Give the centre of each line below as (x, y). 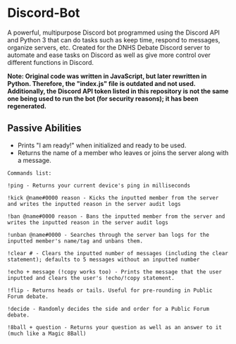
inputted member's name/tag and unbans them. (75, 241)
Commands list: (30, 173)
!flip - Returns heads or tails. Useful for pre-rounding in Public (110, 290)
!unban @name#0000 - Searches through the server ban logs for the (108, 235)
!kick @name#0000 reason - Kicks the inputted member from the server (113, 198)
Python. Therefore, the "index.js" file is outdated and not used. (101, 83)
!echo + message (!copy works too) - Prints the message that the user (114, 272)
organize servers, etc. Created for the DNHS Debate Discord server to (109, 47)
